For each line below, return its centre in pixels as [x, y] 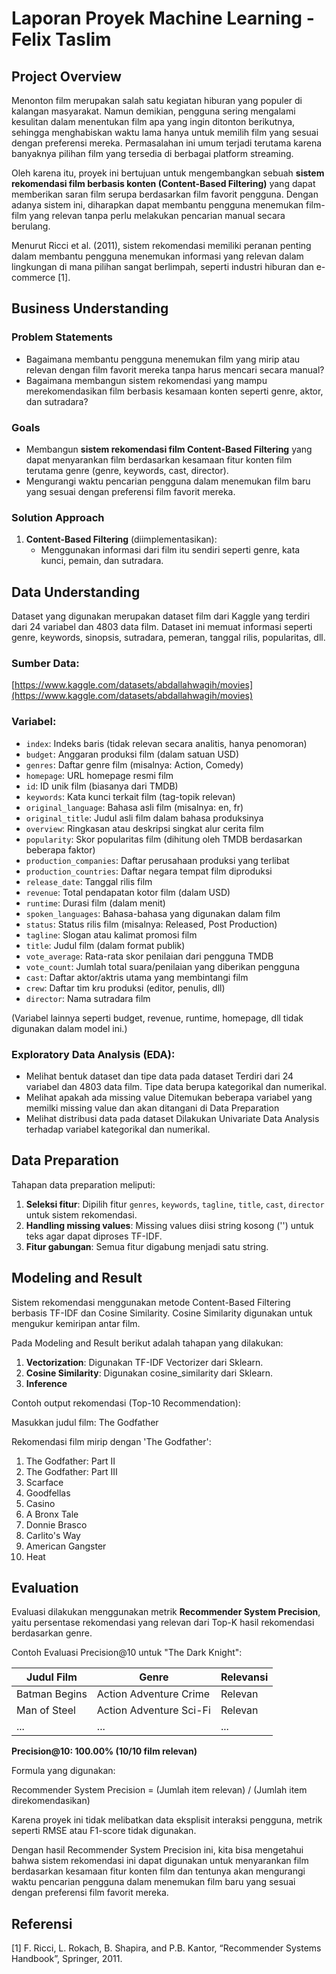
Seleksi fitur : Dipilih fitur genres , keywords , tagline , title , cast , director [175, 1204]
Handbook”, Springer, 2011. [67, 1959]
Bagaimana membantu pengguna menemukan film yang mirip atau [163, 359]
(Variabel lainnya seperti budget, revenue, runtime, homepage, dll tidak [157, 1018]
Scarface [44, 1482]
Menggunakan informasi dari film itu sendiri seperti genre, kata [170, 550]
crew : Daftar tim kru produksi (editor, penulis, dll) [125, 988]
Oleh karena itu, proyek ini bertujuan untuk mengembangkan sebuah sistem [168, 173]
